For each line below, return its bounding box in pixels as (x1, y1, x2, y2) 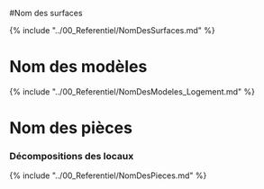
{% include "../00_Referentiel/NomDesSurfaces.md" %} (9, 25, 215, 35)
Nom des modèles (9, 57, 148, 77)
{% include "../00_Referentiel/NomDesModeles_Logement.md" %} (9, 85, 255, 97)
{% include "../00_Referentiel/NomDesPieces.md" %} (9, 170, 207, 181)
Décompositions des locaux (9, 150, 134, 163)
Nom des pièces (9, 118, 133, 139)
